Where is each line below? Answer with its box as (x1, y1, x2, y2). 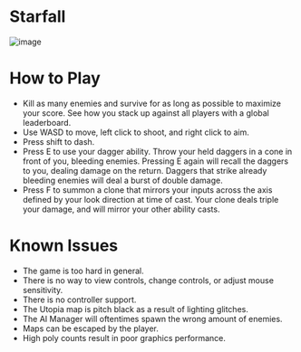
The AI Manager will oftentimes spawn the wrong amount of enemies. (22, 313, 283, 324)
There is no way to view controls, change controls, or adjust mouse (22, 274, 275, 286)
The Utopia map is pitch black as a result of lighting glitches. (22, 303, 249, 314)
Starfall (9, 6, 66, 27)
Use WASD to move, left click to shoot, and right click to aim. (22, 127, 249, 138)
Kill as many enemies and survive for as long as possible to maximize (22, 98, 282, 109)
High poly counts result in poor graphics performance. (22, 332, 227, 343)
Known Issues (9, 235, 119, 256)
